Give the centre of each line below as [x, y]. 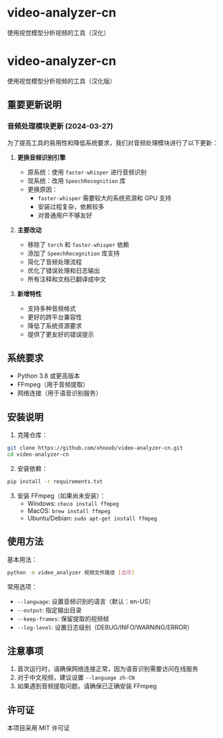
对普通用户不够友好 [65, 215]
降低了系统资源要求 [55, 325]
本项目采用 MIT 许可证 [39, 728]
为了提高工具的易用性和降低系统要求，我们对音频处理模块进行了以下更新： [113, 142]
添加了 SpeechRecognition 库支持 [74, 253]
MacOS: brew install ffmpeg [69, 511]
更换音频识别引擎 [41, 157]
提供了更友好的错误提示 [61, 334]
